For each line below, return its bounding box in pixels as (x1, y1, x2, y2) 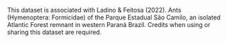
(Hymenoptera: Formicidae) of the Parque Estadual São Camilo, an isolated (7, 13, 221, 21)
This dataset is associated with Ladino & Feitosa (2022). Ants (7, 6, 181, 14)
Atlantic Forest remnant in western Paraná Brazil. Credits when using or (7, 21, 211, 28)
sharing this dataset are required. (7, 28, 102, 36)
